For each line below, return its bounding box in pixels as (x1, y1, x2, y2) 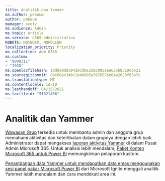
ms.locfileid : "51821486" (5, 91, 59, 96)
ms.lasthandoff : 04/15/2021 (5, 86, 64, 92)
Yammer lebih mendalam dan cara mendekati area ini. (5, 171, 117, 177)
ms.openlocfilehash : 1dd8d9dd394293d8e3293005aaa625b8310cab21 (5, 68, 141, 73)
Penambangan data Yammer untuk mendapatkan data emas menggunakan (5, 160, 160, 166)
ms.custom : (5, 54, 28, 59)
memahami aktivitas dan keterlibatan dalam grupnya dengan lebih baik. (5, 135, 153, 141)
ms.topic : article (5, 31, 44, 36)
